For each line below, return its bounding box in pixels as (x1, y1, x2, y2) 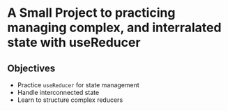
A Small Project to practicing (7, 5, 176, 21)
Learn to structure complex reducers (17, 96, 123, 104)
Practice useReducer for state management (17, 81, 139, 89)
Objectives (7, 62, 56, 74)
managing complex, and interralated (7, 20, 222, 36)
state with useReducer (7, 35, 141, 50)
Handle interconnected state (17, 89, 100, 96)
